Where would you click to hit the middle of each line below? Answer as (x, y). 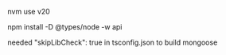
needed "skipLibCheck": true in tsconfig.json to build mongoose (113, 42)
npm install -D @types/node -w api (65, 27)
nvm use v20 (29, 12)
